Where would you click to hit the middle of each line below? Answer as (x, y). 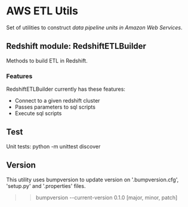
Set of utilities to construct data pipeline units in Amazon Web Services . (94, 27)
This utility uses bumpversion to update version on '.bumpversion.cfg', (93, 180)
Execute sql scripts (38, 113)
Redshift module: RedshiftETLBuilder (76, 46)
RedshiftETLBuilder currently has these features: (66, 89)
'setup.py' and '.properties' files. (46, 186)
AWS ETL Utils (42, 11)
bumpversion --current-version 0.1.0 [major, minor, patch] (107, 197)
